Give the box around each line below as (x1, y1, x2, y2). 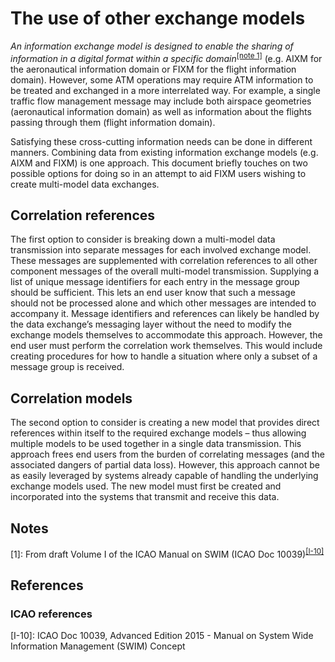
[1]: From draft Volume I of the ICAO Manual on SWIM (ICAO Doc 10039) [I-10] (10, 547, 325, 560)
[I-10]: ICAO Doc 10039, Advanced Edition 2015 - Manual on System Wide (10, 630, 314, 642)
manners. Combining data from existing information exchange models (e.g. (10, 146, 319, 158)
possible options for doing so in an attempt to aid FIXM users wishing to (10, 167, 307, 179)
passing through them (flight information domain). (10, 116, 216, 128)
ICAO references (10, 607, 93, 621)
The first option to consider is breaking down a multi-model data (10, 233, 276, 246)
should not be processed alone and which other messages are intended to (10, 297, 317, 309)
